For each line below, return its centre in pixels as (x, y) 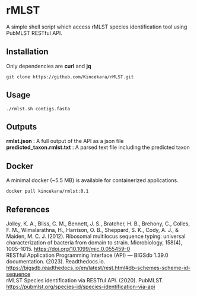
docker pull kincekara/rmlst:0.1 (47, 191)
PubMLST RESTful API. (34, 33)
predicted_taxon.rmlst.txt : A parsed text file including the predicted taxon (98, 147)
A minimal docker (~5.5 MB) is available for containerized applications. (93, 180)
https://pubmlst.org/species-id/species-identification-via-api (81, 287)
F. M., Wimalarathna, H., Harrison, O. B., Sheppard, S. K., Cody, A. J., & (93, 230)
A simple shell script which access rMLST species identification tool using (97, 27)
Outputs (22, 127)
